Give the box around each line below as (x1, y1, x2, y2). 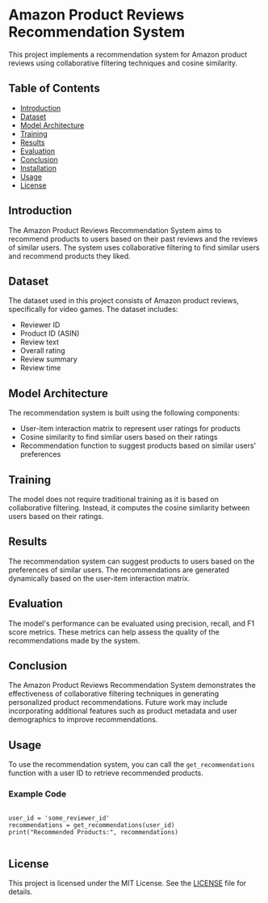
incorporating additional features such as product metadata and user (8, 706, 237, 716)
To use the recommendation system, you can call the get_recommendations (8, 760, 256, 770)
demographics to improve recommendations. (8, 715, 158, 724)
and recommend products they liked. (8, 251, 131, 260)
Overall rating (19, 346, 66, 356)
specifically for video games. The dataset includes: (8, 305, 178, 314)
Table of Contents (8, 82, 101, 95)
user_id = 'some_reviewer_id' (8, 814, 111, 822)
